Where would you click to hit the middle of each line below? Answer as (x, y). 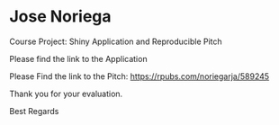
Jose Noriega (60, 17)
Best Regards (34, 111)
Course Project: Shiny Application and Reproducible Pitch (116, 41)
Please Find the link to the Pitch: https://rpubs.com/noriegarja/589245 (139, 76)
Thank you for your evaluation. (66, 94)
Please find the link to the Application (78, 58)
